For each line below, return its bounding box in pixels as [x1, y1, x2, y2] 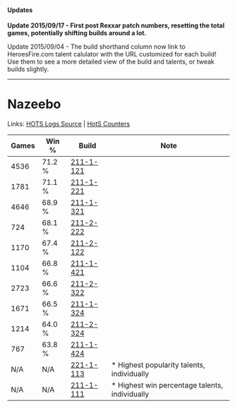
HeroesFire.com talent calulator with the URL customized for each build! [7, 50, 217, 59]
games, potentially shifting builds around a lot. [7, 29, 147, 37]
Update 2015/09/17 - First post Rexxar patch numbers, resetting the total [7, 21, 225, 30]
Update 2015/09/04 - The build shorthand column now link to [7, 42, 186, 51]
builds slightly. [7, 65, 49, 73]
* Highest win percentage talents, [111, 380, 224, 390]
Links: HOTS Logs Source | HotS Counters [7, 120, 130, 128]
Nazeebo [7, 96, 61, 112]
